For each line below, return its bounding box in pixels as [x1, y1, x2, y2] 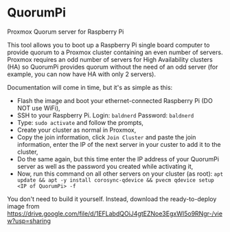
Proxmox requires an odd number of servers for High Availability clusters [7, 55, 213, 63]
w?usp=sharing [7, 216, 51, 224]
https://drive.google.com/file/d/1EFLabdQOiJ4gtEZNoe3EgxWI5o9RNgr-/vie [7, 209, 223, 218]
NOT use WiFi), [16, 104, 60, 112]
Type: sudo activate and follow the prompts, [16, 118, 144, 126]
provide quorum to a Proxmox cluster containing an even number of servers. [7, 48, 223, 56]
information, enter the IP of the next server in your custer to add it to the [16, 140, 221, 148]
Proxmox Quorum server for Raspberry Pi [7, 27, 124, 36]
